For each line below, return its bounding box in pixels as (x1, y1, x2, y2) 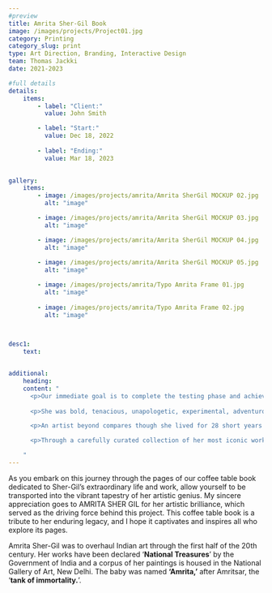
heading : (23, 377, 53, 385)
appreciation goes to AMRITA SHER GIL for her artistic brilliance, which (8, 499, 245, 509)
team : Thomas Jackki (8, 58, 79, 66)
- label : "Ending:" (37, 147, 104, 155)
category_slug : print (8, 42, 82, 50)
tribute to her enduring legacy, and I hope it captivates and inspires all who (8, 516, 257, 526)
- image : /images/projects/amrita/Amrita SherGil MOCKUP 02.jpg (37, 191, 259, 200)
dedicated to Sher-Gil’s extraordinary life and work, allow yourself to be (8, 482, 246, 492)
